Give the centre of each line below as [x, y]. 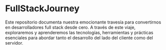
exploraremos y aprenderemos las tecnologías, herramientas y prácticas [79, 32]
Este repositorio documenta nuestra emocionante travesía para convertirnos [83, 22]
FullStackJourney [42, 9]
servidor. [14, 43]
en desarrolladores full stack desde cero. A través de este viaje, [70, 27]
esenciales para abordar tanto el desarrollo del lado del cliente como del [79, 38]
